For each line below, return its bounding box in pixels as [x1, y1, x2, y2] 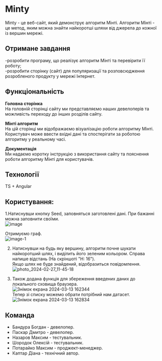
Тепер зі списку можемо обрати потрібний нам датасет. [12, 292, 131, 298]
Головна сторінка [5, 100, 43, 106]
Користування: [5, 198, 54, 206]
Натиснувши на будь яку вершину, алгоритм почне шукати [12, 245, 136, 251]
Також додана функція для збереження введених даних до [12, 276, 136, 282]
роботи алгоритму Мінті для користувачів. [5, 156, 94, 162]
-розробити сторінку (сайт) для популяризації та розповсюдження [5, 68, 145, 74]
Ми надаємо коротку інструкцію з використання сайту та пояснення [5, 151, 149, 157]
